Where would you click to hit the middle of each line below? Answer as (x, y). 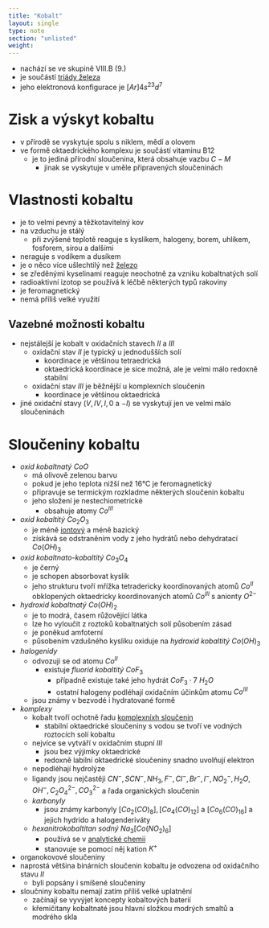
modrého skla (55, 917)
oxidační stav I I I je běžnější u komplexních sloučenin (118, 386)
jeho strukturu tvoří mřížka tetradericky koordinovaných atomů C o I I (143, 585)
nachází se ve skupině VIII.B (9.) (73, 68)
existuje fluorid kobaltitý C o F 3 (93, 671)
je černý (45, 568)
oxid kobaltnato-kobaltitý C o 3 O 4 (74, 558)
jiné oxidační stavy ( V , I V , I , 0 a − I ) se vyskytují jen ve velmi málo (125, 404)
